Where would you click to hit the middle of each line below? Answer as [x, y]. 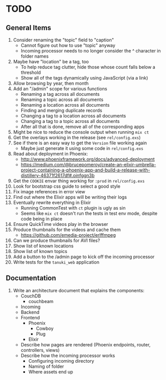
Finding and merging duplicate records [61, 110]
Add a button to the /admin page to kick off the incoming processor [84, 257]
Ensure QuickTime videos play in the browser [61, 224]
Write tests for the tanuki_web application [56, 262]
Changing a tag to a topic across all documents [70, 121]
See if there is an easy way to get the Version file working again [80, 143]
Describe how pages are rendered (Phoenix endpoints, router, [86, 344]
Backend [30, 312]
